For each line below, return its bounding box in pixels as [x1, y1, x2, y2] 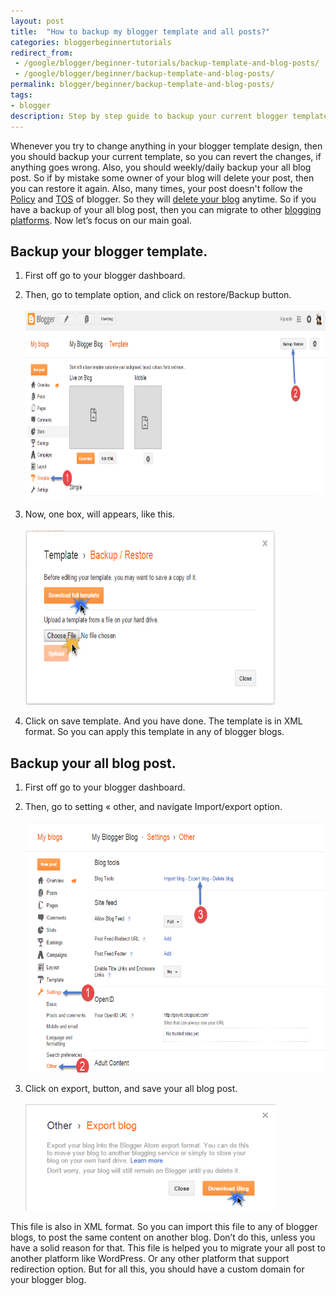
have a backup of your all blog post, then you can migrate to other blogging [10, 203, 322, 215]
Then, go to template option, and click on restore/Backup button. [24, 289, 292, 301]
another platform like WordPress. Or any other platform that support [10, 1253, 290, 1265]
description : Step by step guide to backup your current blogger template [10, 111, 329, 121]
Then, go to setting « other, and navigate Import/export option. [24, 801, 283, 813]
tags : [10, 90, 33, 100]
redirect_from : [10, 48, 74, 58]
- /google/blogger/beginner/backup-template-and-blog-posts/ [14, 69, 275, 79]
